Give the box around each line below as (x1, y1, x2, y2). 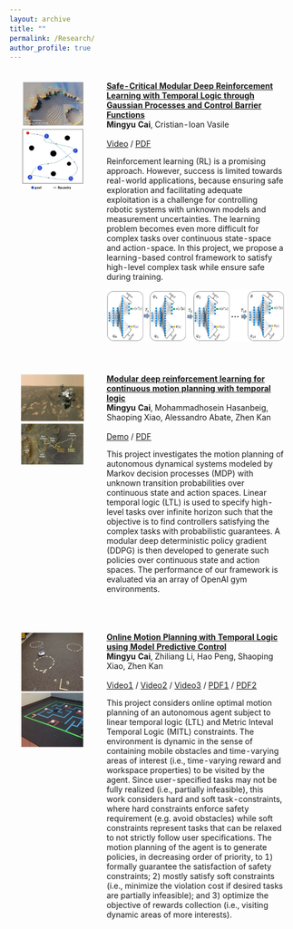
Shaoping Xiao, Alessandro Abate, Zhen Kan (106, 412, 272, 423)
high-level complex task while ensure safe (106, 262, 265, 273)
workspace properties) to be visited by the (106, 765, 265, 776)
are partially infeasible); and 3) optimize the (106, 890, 269, 901)
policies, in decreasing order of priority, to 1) (106, 852, 274, 863)
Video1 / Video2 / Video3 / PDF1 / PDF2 (106, 680, 258, 691)
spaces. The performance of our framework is (106, 565, 278, 576)
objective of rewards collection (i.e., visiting (106, 900, 269, 911)
